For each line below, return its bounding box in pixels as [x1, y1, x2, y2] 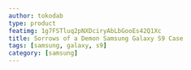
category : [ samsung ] [8, 49, 79, 57]
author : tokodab [8, 11, 63, 20]
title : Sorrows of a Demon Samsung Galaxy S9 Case [8, 34, 184, 43]
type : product [8, 19, 57, 27]
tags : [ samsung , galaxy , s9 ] [8, 42, 107, 50]
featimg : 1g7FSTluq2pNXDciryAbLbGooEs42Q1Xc [8, 27, 162, 35]
